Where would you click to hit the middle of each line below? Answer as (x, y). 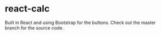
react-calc (27, 9)
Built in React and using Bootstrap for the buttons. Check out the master (80, 22)
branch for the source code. (34, 27)
